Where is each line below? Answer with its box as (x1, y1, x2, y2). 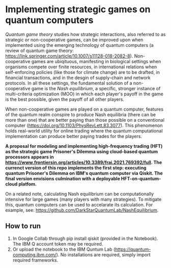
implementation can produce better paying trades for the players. (5, 133, 142, 139)
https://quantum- (115, 246, 151, 252)
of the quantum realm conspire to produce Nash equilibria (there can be (5, 111, 156, 118)
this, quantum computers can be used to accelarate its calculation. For (5, 201, 153, 207)
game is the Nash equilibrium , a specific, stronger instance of (31, 85, 161, 91)
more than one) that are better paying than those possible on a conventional (5, 117, 164, 123)
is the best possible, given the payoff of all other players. (5, 96, 125, 102)
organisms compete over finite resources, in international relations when (5, 64, 157, 70)
